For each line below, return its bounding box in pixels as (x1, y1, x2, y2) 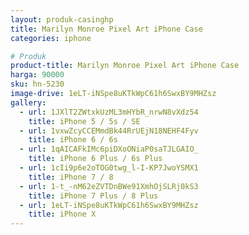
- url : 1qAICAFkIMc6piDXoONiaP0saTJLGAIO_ (19, 144, 199, 155)
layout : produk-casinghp (10, 14, 114, 25)
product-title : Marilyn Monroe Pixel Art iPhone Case (10, 61, 240, 71)
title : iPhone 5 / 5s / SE (28, 116, 141, 126)
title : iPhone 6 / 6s (28, 135, 118, 145)
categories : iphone (10, 33, 92, 43)
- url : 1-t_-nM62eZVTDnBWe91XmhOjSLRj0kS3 (19, 181, 199, 191)
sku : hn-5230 (10, 79, 65, 90)
